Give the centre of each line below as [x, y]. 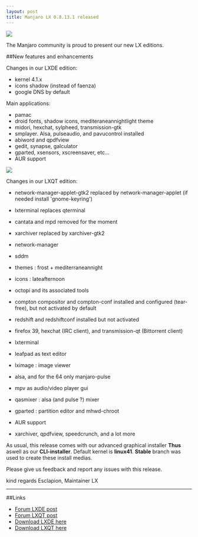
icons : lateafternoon [40, 279]
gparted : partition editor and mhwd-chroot [67, 411]
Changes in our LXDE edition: [42, 68]
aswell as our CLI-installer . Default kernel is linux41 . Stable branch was [93, 451]
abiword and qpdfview [42, 140]
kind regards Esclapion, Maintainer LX [52, 480]
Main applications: [28, 103]
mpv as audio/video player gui [51, 388]
